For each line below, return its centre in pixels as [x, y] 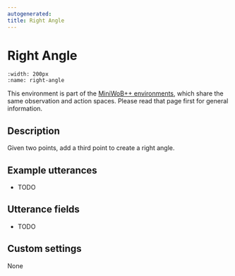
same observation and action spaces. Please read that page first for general [118, 101]
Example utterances [52, 170]
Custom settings [45, 249]
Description [34, 131]
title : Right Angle [36, 21]
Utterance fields [43, 209]
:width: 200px [28, 74]
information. [25, 109]
